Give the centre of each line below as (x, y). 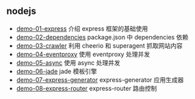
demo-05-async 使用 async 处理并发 (68, 62)
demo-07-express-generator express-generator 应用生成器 (100, 80)
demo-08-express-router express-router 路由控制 (87, 88)
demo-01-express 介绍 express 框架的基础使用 (82, 28)
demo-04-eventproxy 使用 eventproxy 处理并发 (83, 54)
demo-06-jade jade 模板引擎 (56, 71)
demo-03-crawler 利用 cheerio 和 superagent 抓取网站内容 (99, 45)
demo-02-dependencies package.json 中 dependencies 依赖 (102, 37)
